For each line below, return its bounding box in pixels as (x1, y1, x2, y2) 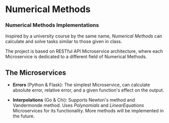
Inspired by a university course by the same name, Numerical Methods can (5, 33, 162, 39)
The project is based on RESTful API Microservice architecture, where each (5, 48, 163, 54)
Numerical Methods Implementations (5, 22, 99, 29)
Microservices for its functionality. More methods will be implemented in (12, 108, 164, 114)
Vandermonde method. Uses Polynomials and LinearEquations (12, 102, 144, 108)
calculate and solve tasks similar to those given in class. (5, 38, 122, 45)
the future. (12, 113, 35, 119)
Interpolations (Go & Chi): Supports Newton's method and (12, 97, 136, 103)
